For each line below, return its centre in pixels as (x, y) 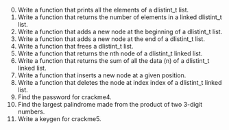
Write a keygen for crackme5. (59, 119)
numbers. (31, 112)
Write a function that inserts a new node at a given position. (102, 75)
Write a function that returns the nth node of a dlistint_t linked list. (110, 53)
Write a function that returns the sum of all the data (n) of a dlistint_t (113, 61)
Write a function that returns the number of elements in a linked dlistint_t (120, 17)
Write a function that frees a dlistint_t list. (75, 46)
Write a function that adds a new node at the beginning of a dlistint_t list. (120, 31)
